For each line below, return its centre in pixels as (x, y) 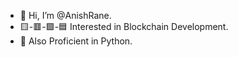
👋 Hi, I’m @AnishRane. (65, 15)
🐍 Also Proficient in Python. (76, 41)
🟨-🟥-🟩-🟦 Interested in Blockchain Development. (124, 26)
